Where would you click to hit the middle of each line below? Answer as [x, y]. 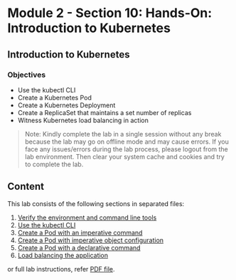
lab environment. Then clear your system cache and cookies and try [125, 156]
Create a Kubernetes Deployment [66, 105]
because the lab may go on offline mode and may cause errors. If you [127, 141]
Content [26, 187]
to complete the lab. [54, 164]
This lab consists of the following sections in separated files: [96, 203]
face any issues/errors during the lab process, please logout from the [127, 149]
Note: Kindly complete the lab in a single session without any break [123, 134]
